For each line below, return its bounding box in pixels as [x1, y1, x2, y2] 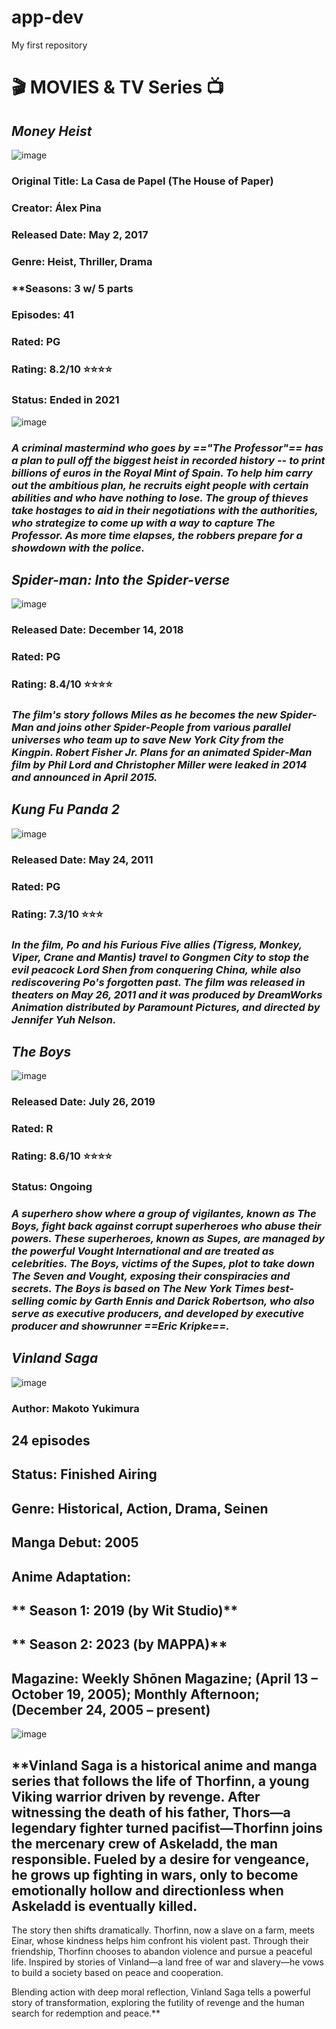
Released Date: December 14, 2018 [11, 623, 184, 637]
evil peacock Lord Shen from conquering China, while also [11, 962, 302, 976]
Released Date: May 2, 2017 [11, 227, 149, 241]
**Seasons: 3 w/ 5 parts [11, 281, 134, 295]
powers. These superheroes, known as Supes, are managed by [11, 1231, 326, 1245]
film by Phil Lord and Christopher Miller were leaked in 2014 [11, 758, 308, 772]
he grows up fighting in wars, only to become [11, 1866, 299, 1883]
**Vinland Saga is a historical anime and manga [11, 1757, 318, 1774]
